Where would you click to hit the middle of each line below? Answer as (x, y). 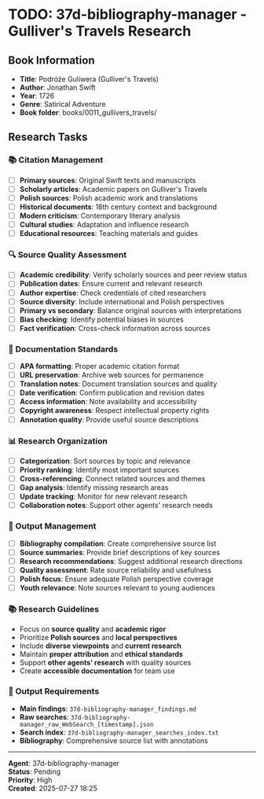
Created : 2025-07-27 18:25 (53, 788)
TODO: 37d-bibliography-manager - (128, 15)
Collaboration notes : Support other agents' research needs (116, 506)
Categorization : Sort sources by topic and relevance (105, 461)
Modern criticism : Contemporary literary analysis (100, 215)
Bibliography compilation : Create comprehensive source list (118, 543)
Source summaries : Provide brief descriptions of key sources (119, 552)
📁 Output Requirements (54, 691)
